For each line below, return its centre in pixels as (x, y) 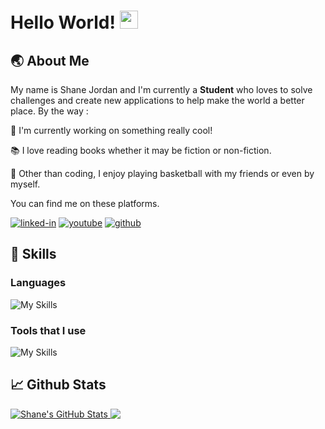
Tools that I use (48, 330)
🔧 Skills (33, 254)
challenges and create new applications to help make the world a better (157, 100)
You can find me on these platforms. (85, 203)
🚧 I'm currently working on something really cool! (111, 130)
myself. (25, 184)
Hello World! (63, 22)
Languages (38, 283)
